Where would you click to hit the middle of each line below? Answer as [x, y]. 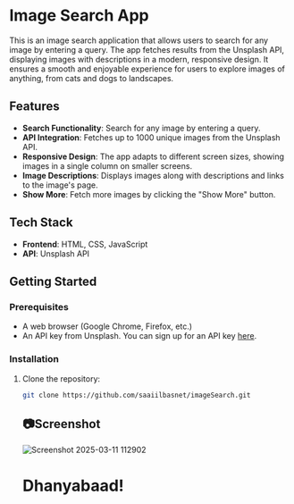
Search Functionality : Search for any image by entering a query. [141, 128]
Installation [34, 359]
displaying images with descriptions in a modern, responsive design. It [139, 59]
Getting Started [53, 281]
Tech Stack [41, 223]
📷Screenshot [61, 424]
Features [34, 107]
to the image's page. [60, 185]
